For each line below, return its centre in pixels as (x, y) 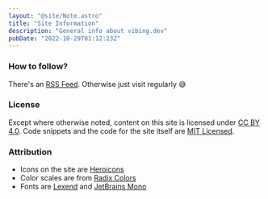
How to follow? (38, 67)
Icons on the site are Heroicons (72, 169)
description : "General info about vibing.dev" (88, 31)
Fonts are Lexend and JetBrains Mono (83, 187)
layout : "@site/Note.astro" (56, 16)
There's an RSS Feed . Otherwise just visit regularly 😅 (97, 84)
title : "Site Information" (54, 23)
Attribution (30, 151)
